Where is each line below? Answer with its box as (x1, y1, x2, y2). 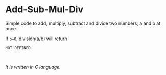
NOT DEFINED (5, 45, 31, 50)
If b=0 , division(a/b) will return (5, 35, 67, 42)
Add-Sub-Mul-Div (5, 4, 83, 15)
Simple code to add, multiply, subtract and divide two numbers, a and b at (5, 20, 161, 26)
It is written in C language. (5, 64, 61, 70)
